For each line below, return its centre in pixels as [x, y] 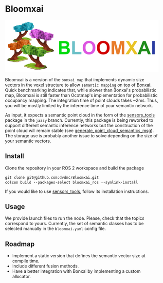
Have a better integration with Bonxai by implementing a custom [76, 271]
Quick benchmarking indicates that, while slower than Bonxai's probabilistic [81, 90]
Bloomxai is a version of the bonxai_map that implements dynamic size [75, 79]
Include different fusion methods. [45, 266]
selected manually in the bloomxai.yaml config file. [55, 229]
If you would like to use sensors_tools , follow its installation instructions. [77, 191]
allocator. [21, 277]
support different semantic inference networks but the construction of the [79, 125]
